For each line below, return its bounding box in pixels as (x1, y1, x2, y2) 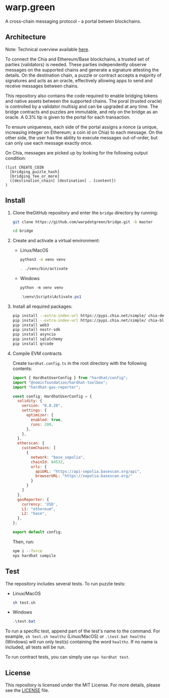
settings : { (22, 408, 47, 413)
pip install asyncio (12, 332, 56, 337)
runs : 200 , (31, 422, 54, 427)
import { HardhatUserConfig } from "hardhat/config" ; (12, 375, 128, 380)
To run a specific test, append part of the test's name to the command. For (5, 628, 160, 634)
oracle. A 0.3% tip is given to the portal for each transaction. (5, 114, 131, 120)
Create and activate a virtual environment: (12, 238, 100, 244)
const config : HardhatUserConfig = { (12, 394, 92, 399)
